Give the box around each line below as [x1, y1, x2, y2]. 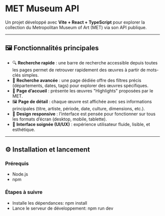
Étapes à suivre [5, 189, 43, 196]
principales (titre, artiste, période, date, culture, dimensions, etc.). [12, 105, 145, 111]
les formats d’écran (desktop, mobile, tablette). [12, 116, 107, 122]
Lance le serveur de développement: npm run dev [12, 205, 114, 211]
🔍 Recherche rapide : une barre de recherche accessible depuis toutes [12, 60, 158, 65]
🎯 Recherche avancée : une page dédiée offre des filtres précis [12, 77, 141, 83]
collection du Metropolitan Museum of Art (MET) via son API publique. [5, 24, 147, 30]
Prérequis [5, 160, 29, 167]
